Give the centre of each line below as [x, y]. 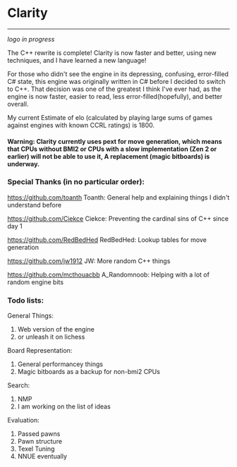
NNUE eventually [42, 456]
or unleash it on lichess [51, 337]
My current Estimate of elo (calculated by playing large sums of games [110, 117]
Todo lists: [26, 300]
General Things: [31, 316]
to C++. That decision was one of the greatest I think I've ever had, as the [114, 89]
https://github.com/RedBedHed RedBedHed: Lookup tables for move [107, 239]
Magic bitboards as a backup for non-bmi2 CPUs [89, 372]
